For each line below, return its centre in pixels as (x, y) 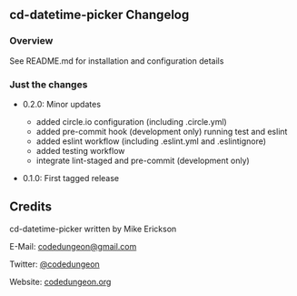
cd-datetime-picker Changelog (99, 15)
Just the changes (49, 84)
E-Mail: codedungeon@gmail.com (73, 246)
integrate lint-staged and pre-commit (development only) (143, 160)
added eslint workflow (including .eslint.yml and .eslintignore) (151, 141)
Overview (31, 41)
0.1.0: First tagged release (71, 178)
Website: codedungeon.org (60, 281)
